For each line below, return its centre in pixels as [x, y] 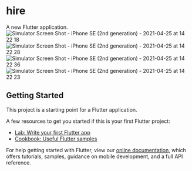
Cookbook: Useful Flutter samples [56, 139]
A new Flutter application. [37, 27]
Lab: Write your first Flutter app [53, 132]
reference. [18, 162]
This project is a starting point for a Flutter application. [72, 109]
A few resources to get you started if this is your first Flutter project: [88, 121]
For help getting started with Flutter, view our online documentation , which [96, 150]
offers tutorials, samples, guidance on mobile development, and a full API [95, 156]
